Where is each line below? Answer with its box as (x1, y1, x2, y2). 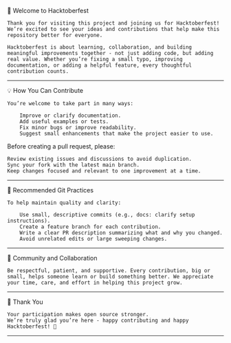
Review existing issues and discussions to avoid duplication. (7, 155, 192, 162)
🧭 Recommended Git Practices (7, 186, 94, 194)
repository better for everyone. (7, 32, 103, 38)
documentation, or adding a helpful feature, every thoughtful (7, 62, 192, 69)
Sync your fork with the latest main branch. (7, 162, 140, 168)
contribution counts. (7, 68, 69, 75)
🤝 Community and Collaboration (7, 254, 98, 262)
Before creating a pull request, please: (7, 142, 115, 151)
